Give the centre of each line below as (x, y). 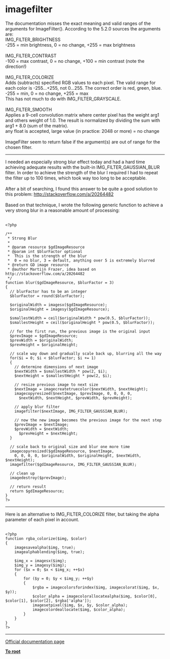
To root (13, 651)
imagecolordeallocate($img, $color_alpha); (79, 609)
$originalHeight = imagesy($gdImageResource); (60, 309)
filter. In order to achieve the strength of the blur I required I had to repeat (82, 172)
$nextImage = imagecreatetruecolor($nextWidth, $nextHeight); (81, 389)
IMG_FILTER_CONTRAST (31, 56)
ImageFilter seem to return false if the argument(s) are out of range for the (83, 142)
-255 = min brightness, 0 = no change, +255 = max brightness (70, 45)
